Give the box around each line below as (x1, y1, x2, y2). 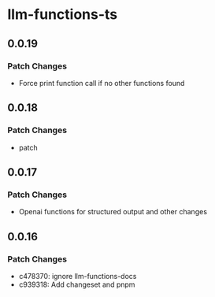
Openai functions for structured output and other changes (18, 207, 208, 217)
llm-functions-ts (7, 6, 118, 24)
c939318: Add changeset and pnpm (18, 280, 135, 289)
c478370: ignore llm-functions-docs (18, 271, 137, 280)
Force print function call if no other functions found (18, 78, 185, 87)
